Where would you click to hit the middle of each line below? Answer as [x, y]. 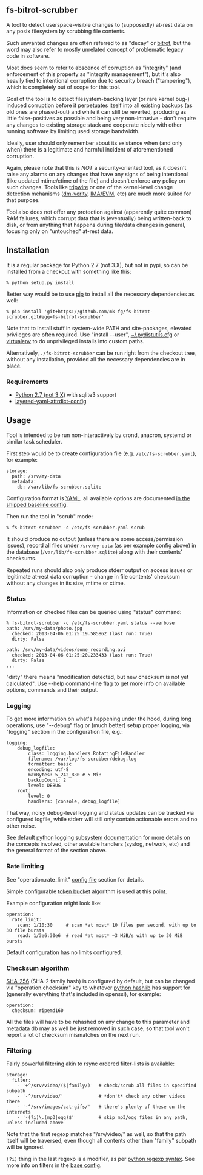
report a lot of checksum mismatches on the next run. [73, 1034]
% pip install [24, 312]
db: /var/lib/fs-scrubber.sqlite [59, 487]
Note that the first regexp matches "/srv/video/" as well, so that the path [96, 1134]
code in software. [28, 56]
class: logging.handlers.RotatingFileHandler [87, 754]
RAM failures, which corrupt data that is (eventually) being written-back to [99, 218]
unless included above [35, 1123]
